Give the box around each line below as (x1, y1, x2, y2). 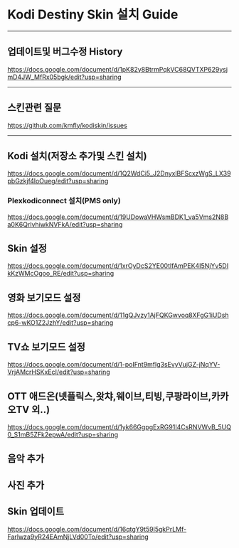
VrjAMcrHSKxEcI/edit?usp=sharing (7, 367, 110, 377)
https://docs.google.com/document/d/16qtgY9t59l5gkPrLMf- (7, 525, 187, 533)
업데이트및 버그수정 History (7, 45, 123, 58)
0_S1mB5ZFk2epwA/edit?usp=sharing (7, 430, 119, 439)
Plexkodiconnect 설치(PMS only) (7, 196, 121, 206)
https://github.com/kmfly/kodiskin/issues (7, 121, 128, 129)
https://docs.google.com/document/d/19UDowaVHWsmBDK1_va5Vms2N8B (7, 213, 229, 221)
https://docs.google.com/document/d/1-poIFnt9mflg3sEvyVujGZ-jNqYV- (7, 360, 221, 369)
